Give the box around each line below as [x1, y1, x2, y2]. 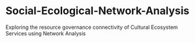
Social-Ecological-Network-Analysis [5, 4, 190, 18]
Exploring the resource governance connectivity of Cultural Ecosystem [5, 24, 178, 31]
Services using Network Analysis [5, 29, 86, 37]
